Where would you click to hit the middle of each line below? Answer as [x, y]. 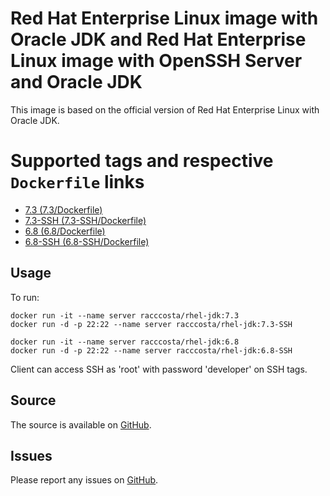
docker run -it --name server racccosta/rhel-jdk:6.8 [125, 342]
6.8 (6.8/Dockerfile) [65, 231]
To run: [25, 297]
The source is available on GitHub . [81, 424]
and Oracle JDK [76, 82]
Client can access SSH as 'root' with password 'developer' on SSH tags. [159, 369]
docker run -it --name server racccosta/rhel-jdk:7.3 [125, 315]
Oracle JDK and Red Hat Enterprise [158, 39]
